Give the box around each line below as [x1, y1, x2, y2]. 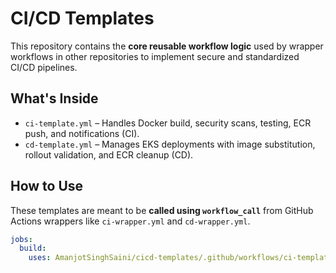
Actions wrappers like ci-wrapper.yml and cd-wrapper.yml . [10, 215, 251, 227]
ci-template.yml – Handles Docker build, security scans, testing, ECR [24, 117, 312, 129]
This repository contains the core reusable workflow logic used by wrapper [10, 40, 324, 52]
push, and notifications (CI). [24, 127, 140, 139]
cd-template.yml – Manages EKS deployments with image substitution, [24, 138, 316, 150]
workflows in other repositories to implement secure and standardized [10, 50, 300, 62]
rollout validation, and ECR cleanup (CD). [24, 148, 194, 161]
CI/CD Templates [10, 7, 155, 30]
